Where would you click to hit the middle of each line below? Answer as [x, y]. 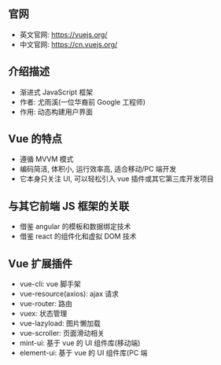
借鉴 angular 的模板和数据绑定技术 [75, 227]
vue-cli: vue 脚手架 [50, 284]
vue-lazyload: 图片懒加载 [60, 323]
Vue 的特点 [35, 139]
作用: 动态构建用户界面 [56, 112]
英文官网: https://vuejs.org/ [63, 35]
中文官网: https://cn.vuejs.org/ [68, 44]
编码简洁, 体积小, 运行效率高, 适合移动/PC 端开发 [98, 169]
